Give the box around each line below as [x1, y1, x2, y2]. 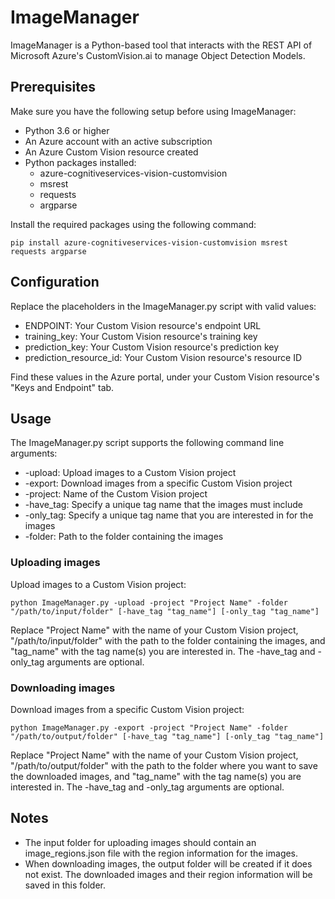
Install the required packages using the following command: [10, 218, 257, 230]
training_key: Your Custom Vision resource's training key [24, 330, 258, 342]
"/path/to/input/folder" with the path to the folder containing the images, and [10, 634, 326, 646]
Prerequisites [10, 79, 96, 96]
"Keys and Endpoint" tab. [10, 381, 115, 393]
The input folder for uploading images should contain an [24, 836, 257, 848]
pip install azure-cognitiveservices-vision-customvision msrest [10, 237, 288, 248]
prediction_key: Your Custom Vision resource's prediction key [24, 341, 280, 353]
